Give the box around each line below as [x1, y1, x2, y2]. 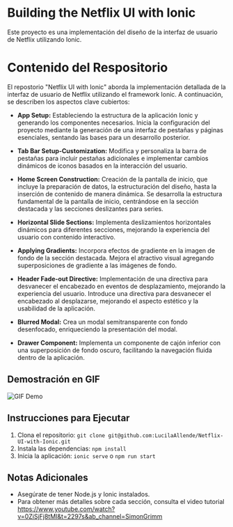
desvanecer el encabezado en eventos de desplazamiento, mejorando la [17, 282, 226, 290]
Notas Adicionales [7, 471, 88, 483]
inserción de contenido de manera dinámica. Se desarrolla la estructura [17, 189, 223, 198]
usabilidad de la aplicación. [17, 304, 96, 313]
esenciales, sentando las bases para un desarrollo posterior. [17, 133, 191, 141]
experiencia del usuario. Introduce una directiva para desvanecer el [17, 289, 211, 297]
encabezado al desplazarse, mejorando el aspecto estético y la [17, 297, 199, 305]
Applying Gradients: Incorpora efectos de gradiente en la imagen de [17, 246, 216, 255]
